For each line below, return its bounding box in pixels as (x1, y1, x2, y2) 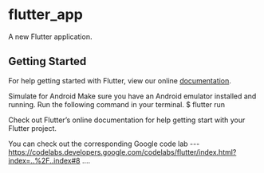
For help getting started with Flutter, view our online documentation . (8, 75, 231, 85)
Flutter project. (8, 123, 57, 133)
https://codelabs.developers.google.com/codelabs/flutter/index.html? (8, 147, 237, 156)
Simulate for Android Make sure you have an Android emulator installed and (8, 91, 257, 101)
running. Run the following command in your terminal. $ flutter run (8, 99, 226, 109)
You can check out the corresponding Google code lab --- (8, 139, 200, 148)
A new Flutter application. (8, 32, 93, 41)
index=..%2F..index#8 (8, 156, 81, 165)
